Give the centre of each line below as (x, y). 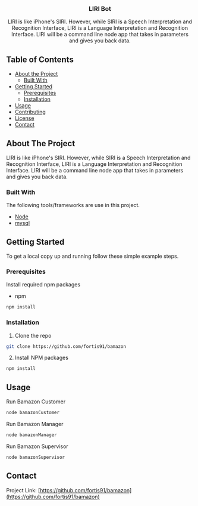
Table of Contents (40, 59)
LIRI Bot (100, 8)
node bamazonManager (32, 435)
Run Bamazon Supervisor (37, 446)
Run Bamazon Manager (35, 424)
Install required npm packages (43, 285)
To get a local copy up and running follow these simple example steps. (92, 256)
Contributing (30, 112)
